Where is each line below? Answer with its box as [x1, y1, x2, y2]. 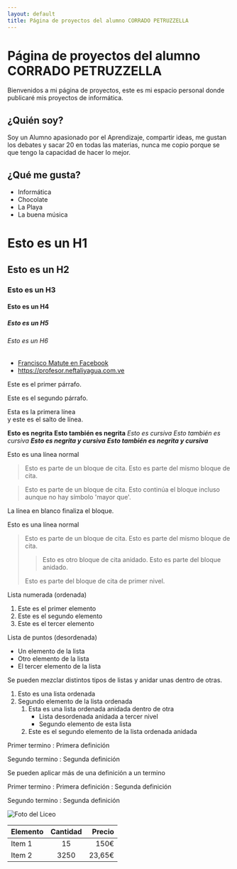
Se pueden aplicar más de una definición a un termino [7, 768, 165, 777]
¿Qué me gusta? [7, 168, 82, 181]
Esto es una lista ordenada [17, 689, 96, 698]
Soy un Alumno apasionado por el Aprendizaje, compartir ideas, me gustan [7, 133, 227, 142]
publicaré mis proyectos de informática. [7, 94, 124, 102]
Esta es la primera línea [7, 407, 76, 416]
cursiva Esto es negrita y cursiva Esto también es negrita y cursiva [7, 436, 209, 445]
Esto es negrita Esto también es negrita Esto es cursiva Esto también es [7, 428, 221, 437]
